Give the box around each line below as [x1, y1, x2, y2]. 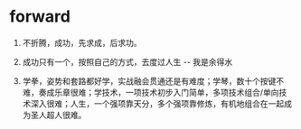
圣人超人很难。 [30, 109, 87, 120]
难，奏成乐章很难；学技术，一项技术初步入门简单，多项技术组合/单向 [22, 87, 279, 97]
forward [9, 6, 71, 27]
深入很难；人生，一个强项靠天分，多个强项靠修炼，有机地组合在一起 [30, 97, 285, 109]
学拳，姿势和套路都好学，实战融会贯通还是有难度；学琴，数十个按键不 [22, 75, 285, 87]
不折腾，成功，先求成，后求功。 [22, 37, 142, 48]
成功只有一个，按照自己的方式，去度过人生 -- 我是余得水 [22, 56, 233, 67]
